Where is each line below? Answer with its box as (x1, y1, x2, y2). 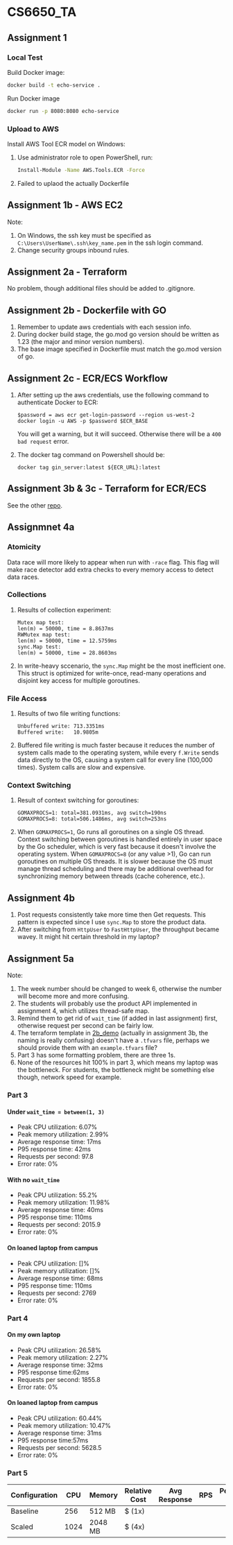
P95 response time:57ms (17, 1436, 89, 1444)
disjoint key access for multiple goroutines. (17, 676, 140, 684)
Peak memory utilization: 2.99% (17, 1130, 109, 1139)
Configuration (10, 1490, 58, 1500)
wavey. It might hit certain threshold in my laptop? (17, 933, 159, 941)
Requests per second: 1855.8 (17, 1375, 101, 1383)
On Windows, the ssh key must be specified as (17, 231, 151, 239)
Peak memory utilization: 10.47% (17, 1421, 111, 1429)
